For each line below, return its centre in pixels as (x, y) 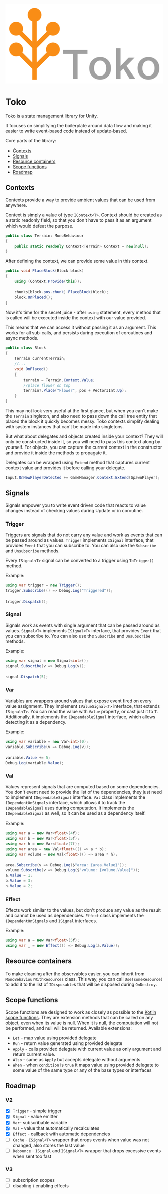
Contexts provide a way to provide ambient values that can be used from (80, 200)
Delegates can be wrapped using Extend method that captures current (78, 462)
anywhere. (16, 205)
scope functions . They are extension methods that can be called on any (79, 1017)
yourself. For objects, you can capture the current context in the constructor (84, 447)
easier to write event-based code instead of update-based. (66, 131)
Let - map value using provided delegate (54, 1038)
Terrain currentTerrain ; (40, 359)
